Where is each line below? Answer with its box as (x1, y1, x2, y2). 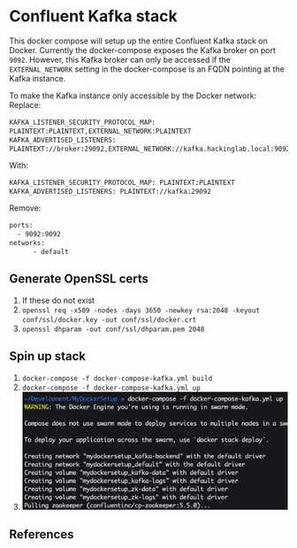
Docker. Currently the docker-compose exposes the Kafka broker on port (9, 44, 277, 55)
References (9, 527, 74, 542)
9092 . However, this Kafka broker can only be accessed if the (9, 54, 232, 65)
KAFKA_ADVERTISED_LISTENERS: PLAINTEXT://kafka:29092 (9, 187, 212, 196)
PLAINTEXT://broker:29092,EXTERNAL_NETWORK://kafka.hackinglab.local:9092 (9, 144, 291, 153)
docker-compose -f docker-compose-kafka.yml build (21, 374, 213, 382)
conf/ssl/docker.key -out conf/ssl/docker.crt (21, 315, 197, 324)
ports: (9, 220, 34, 229)
